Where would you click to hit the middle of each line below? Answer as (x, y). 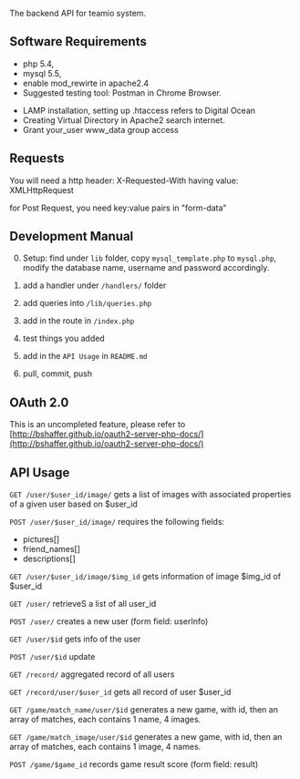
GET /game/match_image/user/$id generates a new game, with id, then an (146, 737)
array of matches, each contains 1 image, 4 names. (105, 747)
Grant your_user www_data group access (101, 129)
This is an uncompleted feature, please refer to (98, 425)
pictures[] (41, 539)
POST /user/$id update (52, 657)
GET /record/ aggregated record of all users (92, 674)
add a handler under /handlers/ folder (94, 285)
